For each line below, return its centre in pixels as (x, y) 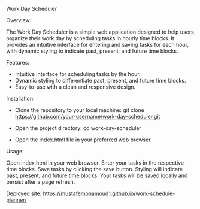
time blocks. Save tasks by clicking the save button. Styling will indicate (95, 169)
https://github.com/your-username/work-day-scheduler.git (87, 116)
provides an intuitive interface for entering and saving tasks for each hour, (98, 45)
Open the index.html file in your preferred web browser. (83, 140)
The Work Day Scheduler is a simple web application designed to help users (100, 32)
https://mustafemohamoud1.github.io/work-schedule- (109, 193)
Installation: (20, 99)
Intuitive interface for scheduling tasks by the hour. (78, 74)
